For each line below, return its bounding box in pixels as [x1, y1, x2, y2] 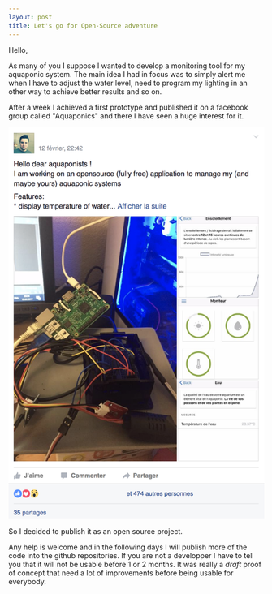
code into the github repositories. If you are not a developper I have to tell [8, 550, 254, 560]
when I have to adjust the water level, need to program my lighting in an [8, 78, 248, 88]
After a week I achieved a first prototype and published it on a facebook [8, 102, 248, 112]
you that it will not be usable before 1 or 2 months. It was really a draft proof [8, 559, 262, 569]
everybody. [8, 576, 46, 586]
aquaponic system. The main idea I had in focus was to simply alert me [8, 69, 246, 79]
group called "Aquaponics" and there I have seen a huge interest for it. [8, 110, 244, 121]
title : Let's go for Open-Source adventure [8, 21, 158, 30]
